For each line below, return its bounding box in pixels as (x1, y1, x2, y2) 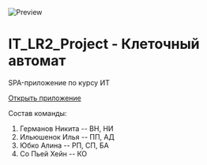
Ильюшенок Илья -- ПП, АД (19, 132, 115, 141)
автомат (8, 52, 66, 70)
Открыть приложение (8, 93, 81, 103)
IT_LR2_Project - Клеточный (8, 36, 200, 53)
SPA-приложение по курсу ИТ (8, 77, 111, 87)
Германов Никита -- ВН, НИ (19, 123, 114, 133)
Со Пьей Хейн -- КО (19, 148, 88, 158)
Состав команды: (8, 108, 67, 118)
